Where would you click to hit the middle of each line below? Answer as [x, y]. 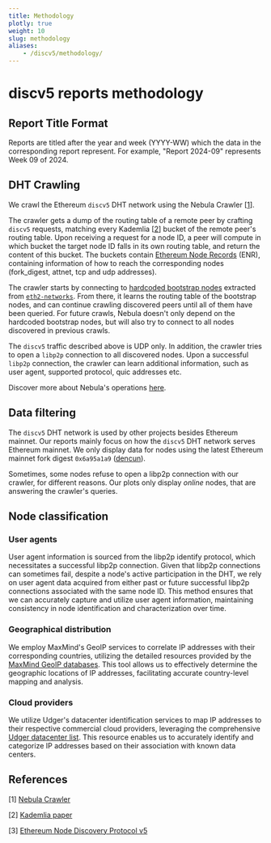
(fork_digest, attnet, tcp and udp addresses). [83, 272]
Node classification [59, 517]
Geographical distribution [60, 630]
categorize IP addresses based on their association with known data [122, 745]
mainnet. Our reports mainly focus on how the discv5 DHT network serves [132, 440]
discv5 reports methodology [106, 93]
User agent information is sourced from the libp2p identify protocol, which [132, 557]
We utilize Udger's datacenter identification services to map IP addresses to [135, 719]
